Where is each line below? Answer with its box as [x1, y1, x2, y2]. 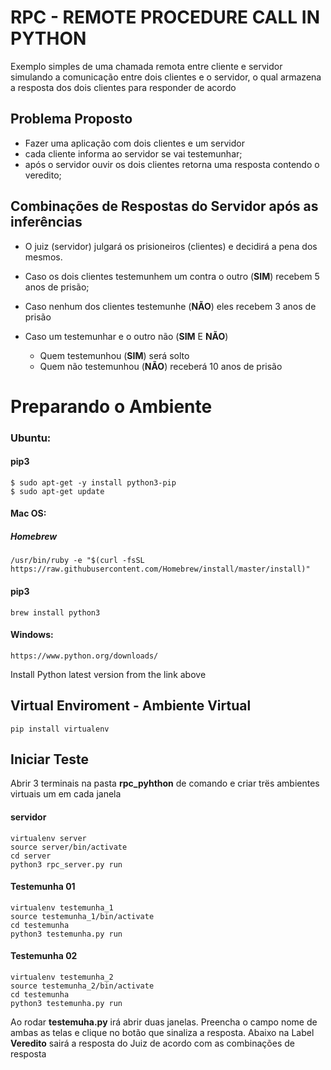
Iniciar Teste [10, 751, 90, 768]
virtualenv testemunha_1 [10, 902, 114, 913]
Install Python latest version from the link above [10, 668, 207, 680]
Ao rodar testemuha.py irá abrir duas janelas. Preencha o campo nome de [10, 1016, 318, 1028]
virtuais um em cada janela [10, 788, 122, 800]
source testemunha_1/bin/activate [10, 911, 155, 921]
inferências [10, 214, 83, 231]
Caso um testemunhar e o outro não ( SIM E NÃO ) [24, 330, 229, 342]
